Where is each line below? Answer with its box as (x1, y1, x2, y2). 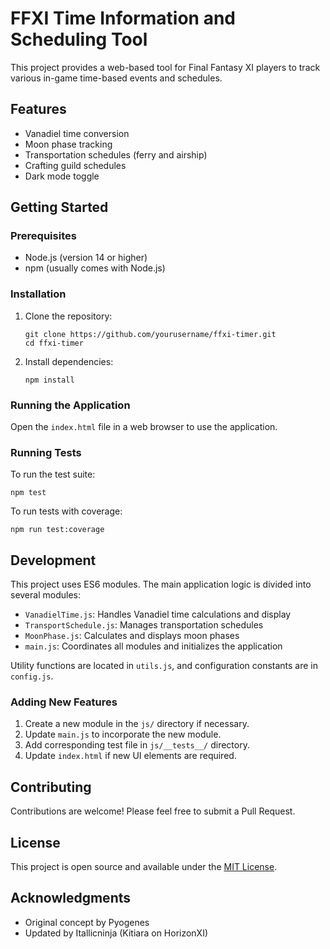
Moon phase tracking (24, 138, 113, 150)
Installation (10, 287, 67, 301)
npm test (10, 488, 47, 498)
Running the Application (10, 398, 131, 412)
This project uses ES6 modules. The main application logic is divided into (10, 578, 312, 591)
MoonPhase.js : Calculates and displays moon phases (24, 630, 240, 642)
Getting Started (10, 199, 109, 216)
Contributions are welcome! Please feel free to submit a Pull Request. (10, 805, 296, 817)
